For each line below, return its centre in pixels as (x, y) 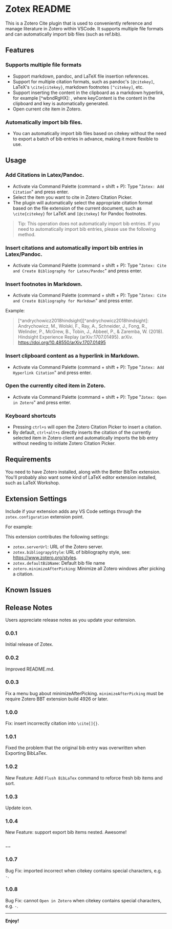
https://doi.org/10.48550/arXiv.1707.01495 (62, 343)
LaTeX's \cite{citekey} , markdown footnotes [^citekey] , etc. (78, 87)
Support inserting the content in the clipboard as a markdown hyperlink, (89, 92)
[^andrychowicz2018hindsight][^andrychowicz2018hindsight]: (83, 321)
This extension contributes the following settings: (57, 536)
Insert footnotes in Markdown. (44, 284)
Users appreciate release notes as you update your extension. (71, 620)
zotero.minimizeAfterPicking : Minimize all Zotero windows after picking (89, 568)
